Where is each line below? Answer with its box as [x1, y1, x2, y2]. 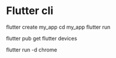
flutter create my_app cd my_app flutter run [6, 23, 111, 30]
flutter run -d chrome [6, 46, 58, 53]
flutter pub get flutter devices [6, 35, 78, 42]
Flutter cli [6, 4, 54, 18]
